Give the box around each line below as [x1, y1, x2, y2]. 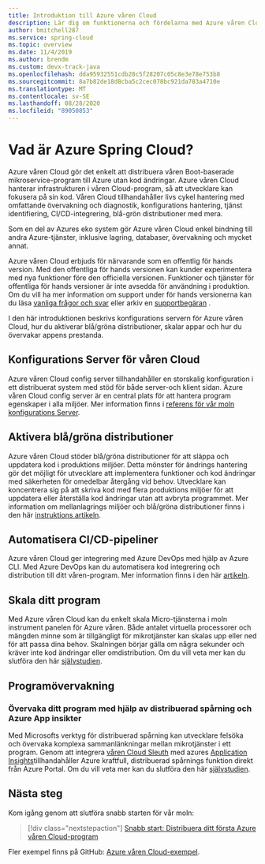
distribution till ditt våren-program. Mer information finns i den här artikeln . [8, 570, 250, 580]
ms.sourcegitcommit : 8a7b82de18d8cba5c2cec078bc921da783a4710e [8, 77, 221, 85]
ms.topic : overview [8, 41, 73, 49]
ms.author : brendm [8, 56, 69, 64]
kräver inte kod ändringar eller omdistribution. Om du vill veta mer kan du [8, 648, 246, 657]
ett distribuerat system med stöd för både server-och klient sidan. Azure [8, 382, 243, 391]
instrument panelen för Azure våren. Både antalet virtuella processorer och [8, 623, 252, 632]
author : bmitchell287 [8, 26, 80, 34]
